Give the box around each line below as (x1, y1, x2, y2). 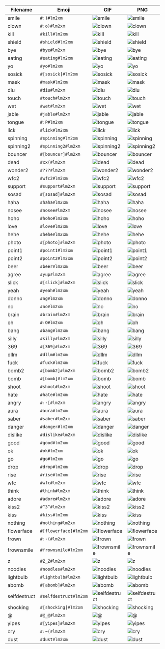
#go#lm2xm (40, 456, 63, 462)
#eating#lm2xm (40, 55, 73, 61)
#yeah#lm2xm (40, 288, 68, 293)
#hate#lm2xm (40, 392, 68, 397)
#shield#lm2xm (40, 39, 73, 45)
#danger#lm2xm (40, 424, 73, 430)
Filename (10, 6, 33, 13)
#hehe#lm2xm (40, 232, 68, 237)
